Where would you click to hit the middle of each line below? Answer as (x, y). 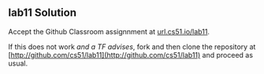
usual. (18, 63)
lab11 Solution (43, 13)
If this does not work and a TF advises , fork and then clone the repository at (132, 47)
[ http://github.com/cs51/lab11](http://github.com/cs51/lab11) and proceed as (131, 55)
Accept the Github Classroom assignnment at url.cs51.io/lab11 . (109, 31)
